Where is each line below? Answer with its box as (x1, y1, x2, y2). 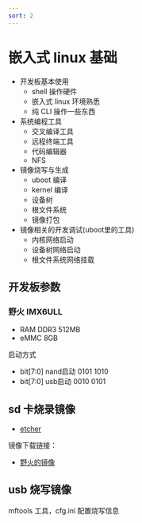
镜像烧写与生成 (19, 164, 69, 174)
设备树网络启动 (31, 244, 81, 254)
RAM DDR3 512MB (19, 325, 81, 335)
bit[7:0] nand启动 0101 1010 (19, 366, 109, 376)
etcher (19, 424, 42, 434)
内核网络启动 (31, 235, 74, 244)
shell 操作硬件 (31, 86, 78, 96)
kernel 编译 (31, 184, 69, 194)
